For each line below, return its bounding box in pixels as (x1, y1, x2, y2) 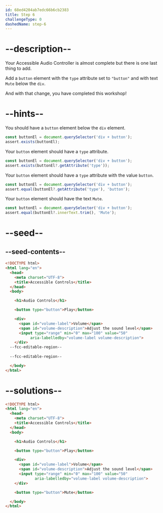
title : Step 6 (5, 12, 35, 17)
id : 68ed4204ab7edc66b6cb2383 (5, 7, 69, 13)
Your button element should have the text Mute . (5, 196, 103, 202)
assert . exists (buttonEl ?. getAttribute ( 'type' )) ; (5, 163, 110, 168)
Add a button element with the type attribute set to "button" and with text (5, 75, 158, 81)
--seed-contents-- (5, 247, 66, 256)
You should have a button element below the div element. (5, 125, 126, 131)
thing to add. (5, 65, 32, 71)
